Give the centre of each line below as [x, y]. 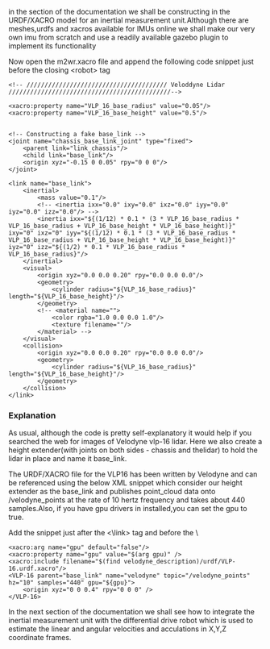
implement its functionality [52, 46]
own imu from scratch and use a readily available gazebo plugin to [118, 37]
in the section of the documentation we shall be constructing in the [119, 12]
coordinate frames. [40, 638]
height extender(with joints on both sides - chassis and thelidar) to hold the [133, 450]
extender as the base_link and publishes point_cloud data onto [112, 492]
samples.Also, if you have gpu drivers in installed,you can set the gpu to [128, 509]
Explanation [32, 415]
